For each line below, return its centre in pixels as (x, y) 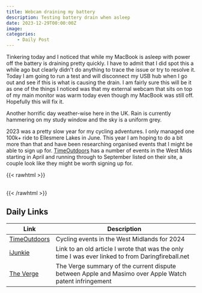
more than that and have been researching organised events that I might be (99, 144)
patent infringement (84, 281)
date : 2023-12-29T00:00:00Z (41, 23)
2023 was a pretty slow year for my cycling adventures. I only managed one (100, 131)
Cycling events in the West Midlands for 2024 (120, 239)
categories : (21, 34)
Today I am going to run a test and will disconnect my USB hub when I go (97, 76)
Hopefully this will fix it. (35, 102)
